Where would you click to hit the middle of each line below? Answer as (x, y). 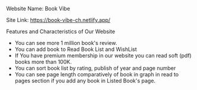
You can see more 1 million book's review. (66, 43)
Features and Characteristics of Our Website (61, 31)
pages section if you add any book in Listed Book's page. (85, 81)
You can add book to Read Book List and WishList (76, 49)
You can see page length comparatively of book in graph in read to (97, 74)
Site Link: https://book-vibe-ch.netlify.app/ (58, 20)
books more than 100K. (43, 62)
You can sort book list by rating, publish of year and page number (95, 68)
